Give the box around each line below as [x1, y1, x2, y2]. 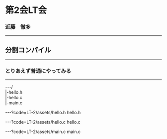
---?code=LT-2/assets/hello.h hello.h [5, 109, 81, 115]
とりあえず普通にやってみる [5, 68, 71, 74]
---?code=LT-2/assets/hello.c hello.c [5, 119, 81, 125]
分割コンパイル [5, 46, 51, 54]
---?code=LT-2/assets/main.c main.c [5, 129, 81, 135]
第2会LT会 [5, 4, 47, 16]
